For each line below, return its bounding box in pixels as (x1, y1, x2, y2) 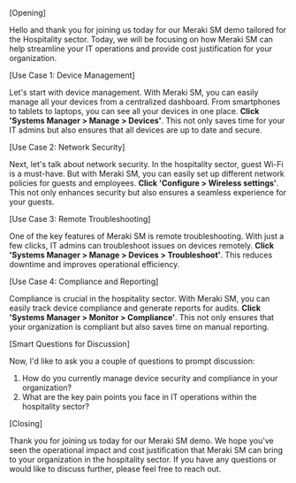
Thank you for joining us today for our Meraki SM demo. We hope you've (9, 435, 274, 446)
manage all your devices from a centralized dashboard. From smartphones (9, 96, 281, 107)
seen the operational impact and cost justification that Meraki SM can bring (9, 445, 284, 455)
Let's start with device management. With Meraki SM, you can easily (9, 88, 259, 97)
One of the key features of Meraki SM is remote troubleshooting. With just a (9, 231, 285, 241)
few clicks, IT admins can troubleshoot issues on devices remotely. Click (9, 241, 275, 250)
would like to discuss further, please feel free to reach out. (9, 464, 222, 474)
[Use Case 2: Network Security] (9, 142, 125, 152)
